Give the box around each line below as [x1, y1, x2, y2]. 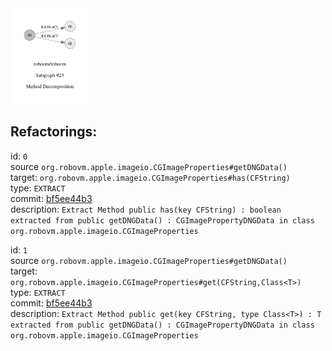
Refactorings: [10, 123, 98, 141]
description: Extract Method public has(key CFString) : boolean [10, 203, 282, 215]
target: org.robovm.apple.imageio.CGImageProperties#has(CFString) [10, 171, 291, 183]
